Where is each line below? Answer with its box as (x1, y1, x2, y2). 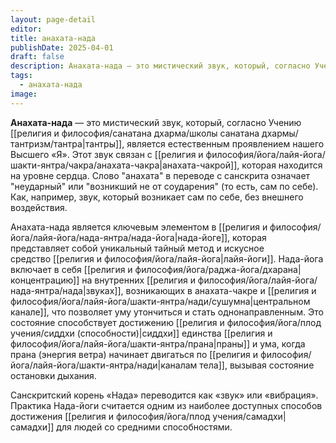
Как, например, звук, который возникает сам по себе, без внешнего (10, 191, 304, 203)
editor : (10, 24, 43, 34)
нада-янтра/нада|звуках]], (10, 284, 124, 296)
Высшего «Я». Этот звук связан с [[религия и (10, 148, 204, 160)
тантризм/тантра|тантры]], (10, 137, 125, 150)
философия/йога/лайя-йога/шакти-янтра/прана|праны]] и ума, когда (10, 337, 306, 350)
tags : (10, 71, 33, 81)
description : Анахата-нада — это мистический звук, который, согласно (10, 61, 311, 71)
